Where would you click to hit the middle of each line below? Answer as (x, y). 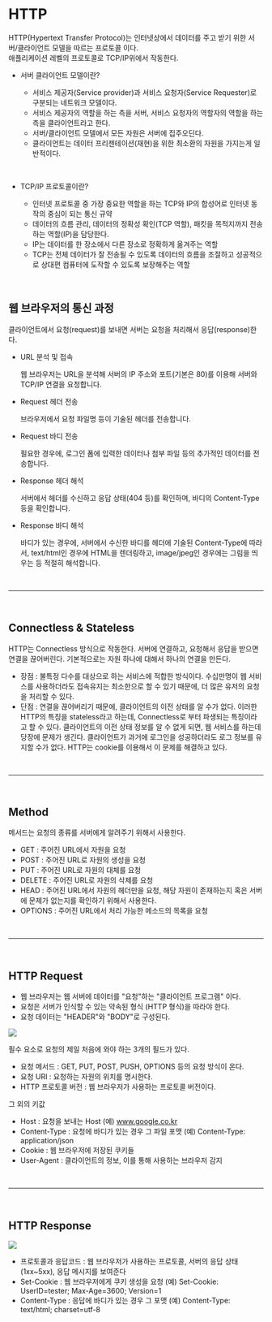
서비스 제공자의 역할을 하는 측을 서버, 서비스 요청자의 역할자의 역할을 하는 (148, 112)
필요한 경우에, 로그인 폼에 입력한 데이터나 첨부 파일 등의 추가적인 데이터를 (136, 453)
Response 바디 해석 (52, 525)
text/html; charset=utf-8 (60, 1309)
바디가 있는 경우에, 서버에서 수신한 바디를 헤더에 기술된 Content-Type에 (134, 542)
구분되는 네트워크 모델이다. (74, 102)
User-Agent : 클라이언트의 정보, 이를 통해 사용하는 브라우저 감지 (121, 1160)
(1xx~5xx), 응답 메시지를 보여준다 (73, 1271)
